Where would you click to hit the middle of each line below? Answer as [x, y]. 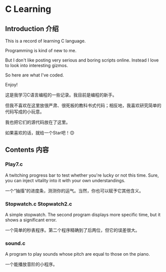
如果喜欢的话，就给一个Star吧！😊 [40, 133]
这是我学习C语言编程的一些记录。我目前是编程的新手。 [61, 95]
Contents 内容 [27, 150]
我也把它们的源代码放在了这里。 [38, 122]
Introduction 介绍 [32, 29]
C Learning [28, 9]
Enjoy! [12, 85]
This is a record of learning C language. [45, 41]
